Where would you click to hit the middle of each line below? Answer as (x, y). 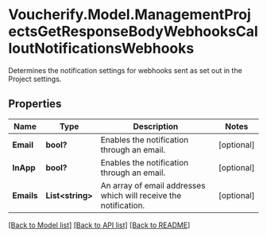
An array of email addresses (153, 185)
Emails (25, 195)
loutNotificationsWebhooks (101, 49)
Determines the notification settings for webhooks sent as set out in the (125, 70)
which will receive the (141, 195)
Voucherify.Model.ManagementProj (130, 15)
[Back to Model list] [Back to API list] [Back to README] (99, 225)
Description (156, 126)
